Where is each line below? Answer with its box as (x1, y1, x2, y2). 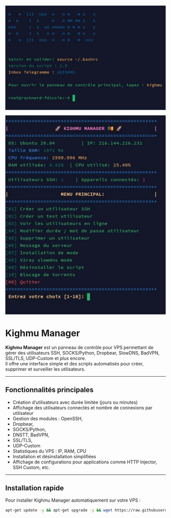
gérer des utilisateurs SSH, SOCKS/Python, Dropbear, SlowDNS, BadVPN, (5, 350, 160, 356)
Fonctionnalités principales (5, 386, 94, 394)
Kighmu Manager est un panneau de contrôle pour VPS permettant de (5, 344, 154, 350)
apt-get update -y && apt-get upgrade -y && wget (5, 508, 113, 513)
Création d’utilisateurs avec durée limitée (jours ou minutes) (12, 399, 138, 405)
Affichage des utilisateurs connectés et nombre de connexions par (12, 404, 153, 411)
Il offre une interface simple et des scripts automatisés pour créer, (5, 360, 144, 366)
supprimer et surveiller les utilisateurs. (5, 366, 85, 372)
